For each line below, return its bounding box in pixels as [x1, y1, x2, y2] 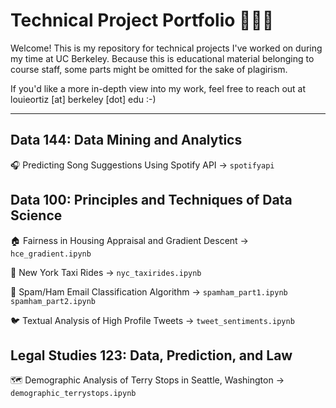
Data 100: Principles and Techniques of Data [10, 192, 293, 209]
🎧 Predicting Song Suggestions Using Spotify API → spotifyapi [10, 159, 275, 171]
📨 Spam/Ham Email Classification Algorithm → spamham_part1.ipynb [10, 285, 288, 298]
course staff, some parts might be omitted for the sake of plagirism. [10, 63, 288, 75]
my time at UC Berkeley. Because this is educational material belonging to [10, 52, 315, 64]
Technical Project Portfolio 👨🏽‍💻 [10, 9, 275, 32]
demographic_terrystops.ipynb [10, 389, 137, 399]
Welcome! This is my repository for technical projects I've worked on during [10, 42, 323, 54]
